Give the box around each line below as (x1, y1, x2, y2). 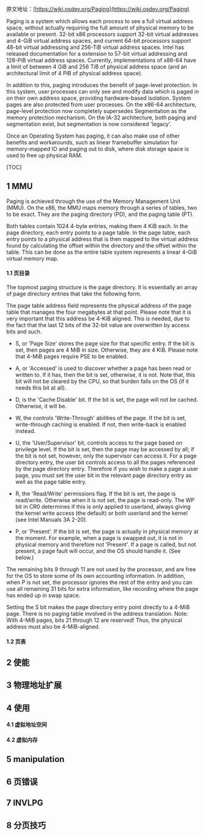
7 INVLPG (6, 797, 44, 808)
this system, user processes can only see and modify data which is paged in (6, 88, 199, 95)
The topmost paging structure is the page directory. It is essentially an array (6, 284, 198, 291)
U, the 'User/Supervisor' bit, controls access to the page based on (15, 439, 182, 446)
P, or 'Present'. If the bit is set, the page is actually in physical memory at (15, 528, 199, 535)
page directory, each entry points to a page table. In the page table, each (6, 229, 191, 236)
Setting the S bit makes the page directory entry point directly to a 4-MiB (6, 604, 190, 611)
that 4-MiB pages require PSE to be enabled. (15, 353, 129, 360)
